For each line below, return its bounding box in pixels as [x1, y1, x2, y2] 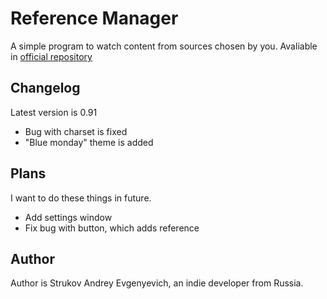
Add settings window [24, 211, 113, 223]
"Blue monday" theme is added [24, 136, 154, 148]
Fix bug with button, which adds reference [24, 222, 200, 234]
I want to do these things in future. [10, 192, 152, 204]
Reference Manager [10, 7, 179, 30]
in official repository [10, 50, 93, 62]
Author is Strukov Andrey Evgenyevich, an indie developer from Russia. [10, 277, 304, 289]
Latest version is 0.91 [10, 106, 98, 118]
